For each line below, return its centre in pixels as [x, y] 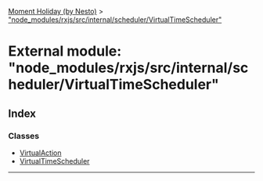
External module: [65, 51]
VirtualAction [40, 153]
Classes [24, 136]
